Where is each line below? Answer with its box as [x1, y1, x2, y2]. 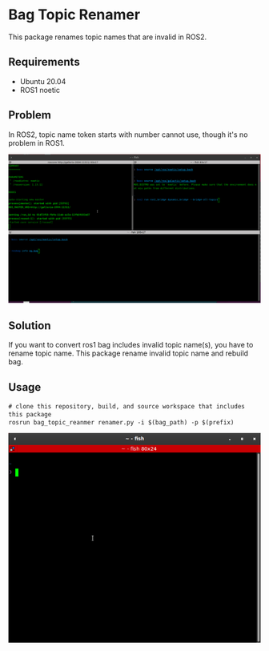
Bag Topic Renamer [8, 6, 141, 24]
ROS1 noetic [19, 85, 60, 94]
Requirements [8, 55, 80, 69]
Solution [8, 319, 51, 332]
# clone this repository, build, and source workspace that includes [8, 402, 246, 410]
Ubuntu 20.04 [19, 76, 66, 86]
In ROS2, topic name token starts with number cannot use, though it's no [8, 130, 248, 139]
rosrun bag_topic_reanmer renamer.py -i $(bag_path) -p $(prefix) [8, 418, 235, 426]
